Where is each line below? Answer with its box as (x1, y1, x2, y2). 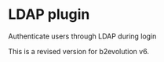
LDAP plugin (8, 5, 90, 24)
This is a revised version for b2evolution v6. (8, 46, 149, 56)
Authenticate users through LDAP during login (8, 31, 157, 41)
